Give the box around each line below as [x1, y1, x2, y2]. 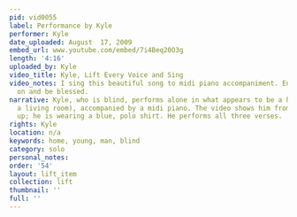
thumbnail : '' [9, 186, 62, 195]
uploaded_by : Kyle [9, 63, 77, 72]
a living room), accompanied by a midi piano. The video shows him [17, 104, 271, 112]
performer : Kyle [9, 29, 69, 38]
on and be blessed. [17, 87, 89, 96]
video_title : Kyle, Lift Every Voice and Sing [9, 71, 184, 80]
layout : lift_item [9, 169, 77, 178]
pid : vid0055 [9, 12, 57, 22]
